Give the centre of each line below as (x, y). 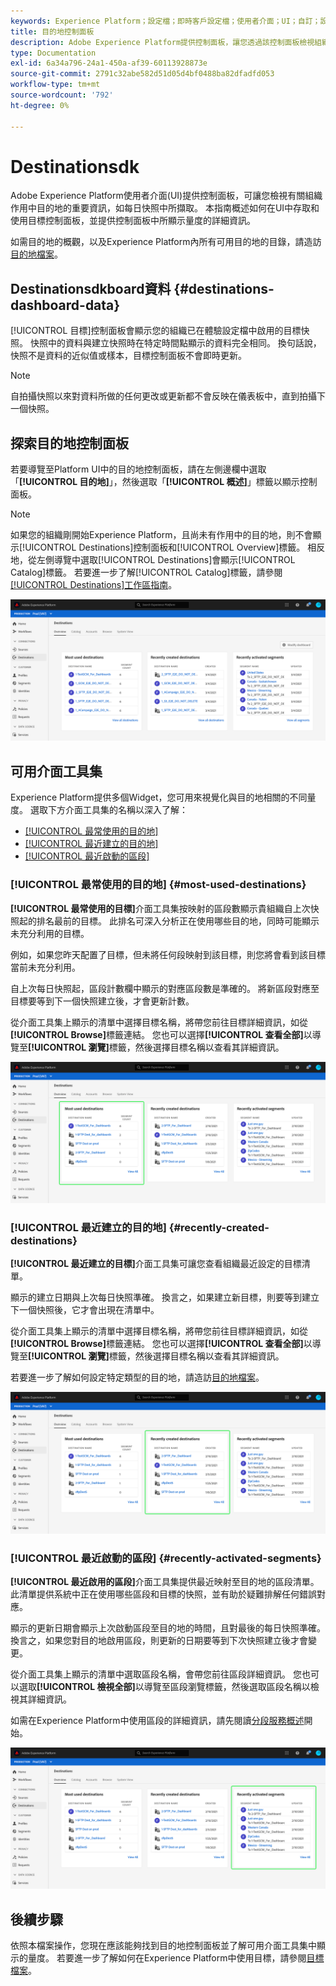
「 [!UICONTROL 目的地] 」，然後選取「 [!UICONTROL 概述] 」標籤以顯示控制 (164, 482)
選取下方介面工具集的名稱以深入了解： (108, 810)
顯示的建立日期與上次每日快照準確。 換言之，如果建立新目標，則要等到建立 (165, 1297)
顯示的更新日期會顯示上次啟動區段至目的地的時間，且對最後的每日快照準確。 (168, 1627)
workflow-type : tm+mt (55, 85)
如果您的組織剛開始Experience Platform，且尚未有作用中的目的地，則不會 (161, 535)
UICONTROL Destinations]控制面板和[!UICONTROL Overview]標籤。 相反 (175, 547)
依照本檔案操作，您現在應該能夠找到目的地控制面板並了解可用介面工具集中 (163, 1946)
